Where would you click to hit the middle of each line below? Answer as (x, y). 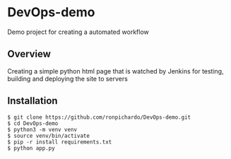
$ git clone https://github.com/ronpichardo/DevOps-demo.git (99, 117)
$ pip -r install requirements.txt (60, 142)
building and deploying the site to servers (68, 78)
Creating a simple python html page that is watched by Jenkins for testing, (115, 71)
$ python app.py (31, 148)
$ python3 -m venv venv (42, 129)
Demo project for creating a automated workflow (78, 32)
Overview (29, 54)
